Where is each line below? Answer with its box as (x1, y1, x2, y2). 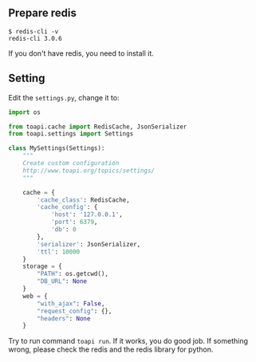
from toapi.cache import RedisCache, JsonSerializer (8, 123, 187, 131)
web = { (22, 292, 48, 300)
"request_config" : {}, (37, 307, 112, 315)
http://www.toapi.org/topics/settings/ (22, 167, 156, 175)
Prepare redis (8, 6, 77, 20)
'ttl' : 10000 (37, 247, 81, 256)
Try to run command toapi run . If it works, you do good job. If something (8, 336, 249, 346)
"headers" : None (37, 314, 91, 322)
